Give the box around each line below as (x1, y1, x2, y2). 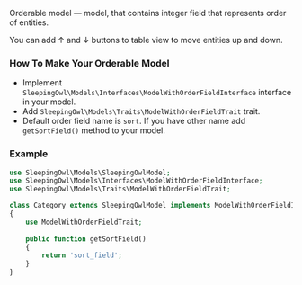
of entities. (9, 17, 49, 28)
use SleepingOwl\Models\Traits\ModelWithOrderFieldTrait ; (9, 184, 231, 194)
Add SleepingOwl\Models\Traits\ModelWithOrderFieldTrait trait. (22, 106, 261, 117)
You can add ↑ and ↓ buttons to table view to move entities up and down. (9, 35, 283, 45)
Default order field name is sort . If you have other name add (22, 116, 245, 127)
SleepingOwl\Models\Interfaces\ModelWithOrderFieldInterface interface (22, 87, 292, 98)
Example (9, 147, 49, 160)
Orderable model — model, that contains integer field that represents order (9, 8, 287, 18)
